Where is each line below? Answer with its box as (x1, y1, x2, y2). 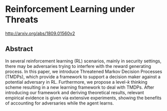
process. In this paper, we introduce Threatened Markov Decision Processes (5, 68, 163, 74)
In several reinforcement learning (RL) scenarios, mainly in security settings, (5, 58, 162, 64)
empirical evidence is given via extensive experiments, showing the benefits (5, 95, 162, 101)
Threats (5, 14, 38, 25)
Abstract (5, 45, 33, 53)
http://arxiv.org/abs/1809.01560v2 (5, 30, 75, 36)
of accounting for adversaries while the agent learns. (5, 100, 114, 106)
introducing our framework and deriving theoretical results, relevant (5, 89, 145, 95)
